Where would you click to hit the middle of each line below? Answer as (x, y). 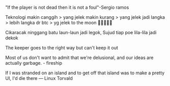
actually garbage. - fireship (34, 63)
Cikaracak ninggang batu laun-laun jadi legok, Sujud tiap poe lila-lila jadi (81, 32)
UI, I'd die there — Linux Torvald (39, 78)
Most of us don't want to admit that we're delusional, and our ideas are (79, 58)
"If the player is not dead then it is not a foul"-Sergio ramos (67, 7)
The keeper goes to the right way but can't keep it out (62, 48)
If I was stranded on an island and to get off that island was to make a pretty (85, 73)
